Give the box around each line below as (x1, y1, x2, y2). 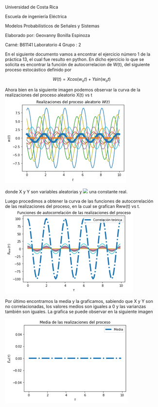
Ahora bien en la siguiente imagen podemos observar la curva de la (5, 87, 140, 92)
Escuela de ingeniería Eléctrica (5, 14, 67, 19)
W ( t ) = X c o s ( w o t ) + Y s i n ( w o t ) (53, 76, 111, 83)
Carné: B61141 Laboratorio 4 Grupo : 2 (5, 42, 81, 48)
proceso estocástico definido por (5, 67, 72, 73)
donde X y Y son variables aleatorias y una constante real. (5, 188, 128, 194)
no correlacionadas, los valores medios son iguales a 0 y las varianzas (5, 303, 146, 309)
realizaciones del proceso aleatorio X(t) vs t (5, 92, 92, 98)
